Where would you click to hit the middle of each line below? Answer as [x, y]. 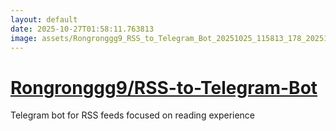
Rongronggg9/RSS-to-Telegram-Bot [164, 87]
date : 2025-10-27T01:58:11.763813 [82, 29]
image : [24, 38]
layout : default [44, 19]
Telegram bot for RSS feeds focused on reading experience [133, 115]
